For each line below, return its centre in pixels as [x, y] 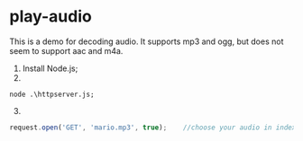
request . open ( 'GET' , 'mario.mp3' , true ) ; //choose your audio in [141, 128]
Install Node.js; [50, 68]
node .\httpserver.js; [52, 94]
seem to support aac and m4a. [66, 50]
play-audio [50, 17]
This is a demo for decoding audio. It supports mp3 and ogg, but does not [147, 41]
